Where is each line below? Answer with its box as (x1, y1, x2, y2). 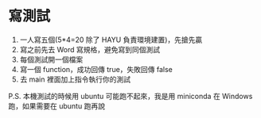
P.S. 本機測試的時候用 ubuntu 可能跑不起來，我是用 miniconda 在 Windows (8, 91, 253, 101)
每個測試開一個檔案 (19, 55, 84, 64)
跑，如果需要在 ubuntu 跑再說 (8, 101, 106, 111)
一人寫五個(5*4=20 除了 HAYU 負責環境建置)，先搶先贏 (19, 35, 203, 44)
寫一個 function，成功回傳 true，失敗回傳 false (19, 64, 173, 74)
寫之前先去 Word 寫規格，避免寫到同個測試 (19, 44, 161, 54)
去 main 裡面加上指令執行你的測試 (19, 74, 131, 84)
